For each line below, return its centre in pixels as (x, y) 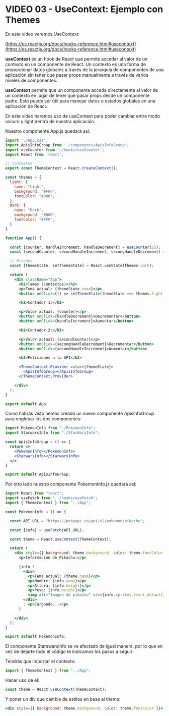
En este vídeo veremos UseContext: (42, 34)
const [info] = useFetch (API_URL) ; (47, 530)
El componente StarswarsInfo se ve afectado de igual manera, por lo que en (84, 646)
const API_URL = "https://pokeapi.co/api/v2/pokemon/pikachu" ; (77, 521)
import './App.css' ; (27, 140)
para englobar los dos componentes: (43, 419)
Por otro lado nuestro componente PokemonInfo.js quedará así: (71, 484)
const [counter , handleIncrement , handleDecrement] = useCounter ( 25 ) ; (85, 247)
